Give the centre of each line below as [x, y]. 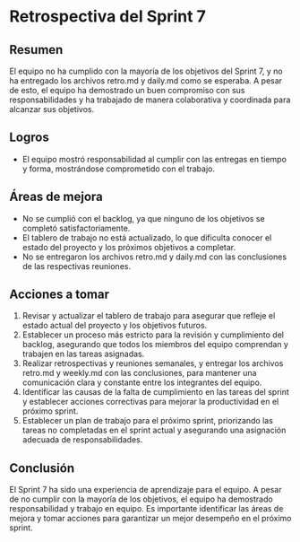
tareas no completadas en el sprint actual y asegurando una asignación [154, 430]
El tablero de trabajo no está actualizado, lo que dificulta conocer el [147, 237]
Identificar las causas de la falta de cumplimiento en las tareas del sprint [155, 392]
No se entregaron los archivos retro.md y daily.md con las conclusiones [154, 257]
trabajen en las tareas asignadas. [83, 354]
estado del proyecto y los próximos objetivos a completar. [129, 247]
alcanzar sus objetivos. [52, 109]
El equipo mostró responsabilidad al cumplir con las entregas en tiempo [154, 159]
